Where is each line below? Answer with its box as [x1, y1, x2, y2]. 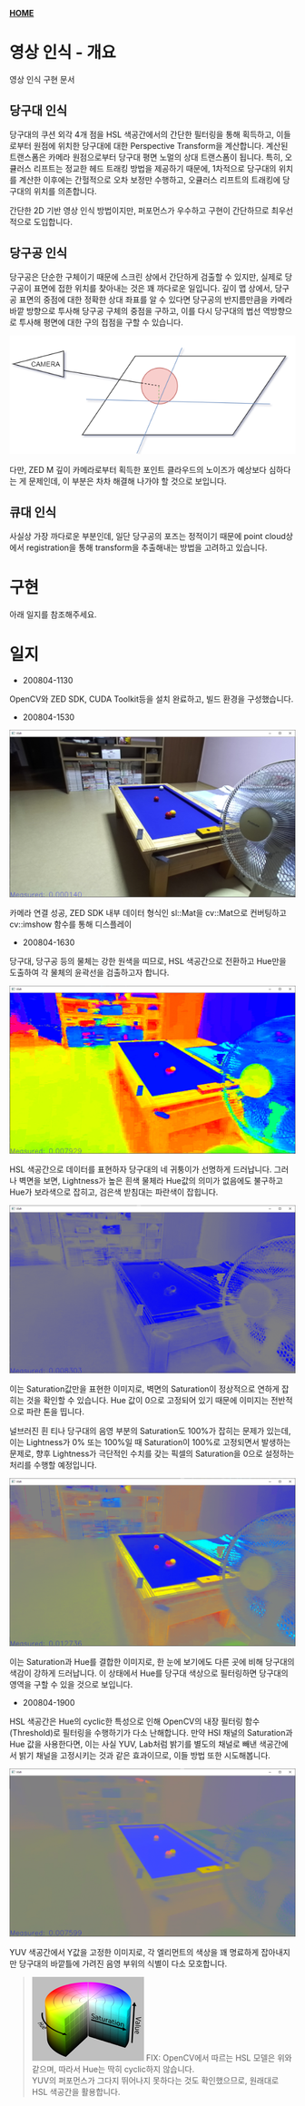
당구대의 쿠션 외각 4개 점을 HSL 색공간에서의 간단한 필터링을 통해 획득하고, [9, 129, 275, 140]
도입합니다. [33, 216, 74, 227]
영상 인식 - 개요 [9, 43, 116, 63]
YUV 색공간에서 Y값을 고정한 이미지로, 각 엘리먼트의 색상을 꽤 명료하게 [9, 1946, 260, 1957]
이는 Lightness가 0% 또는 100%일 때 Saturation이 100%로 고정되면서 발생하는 [9, 1437, 291, 1448]
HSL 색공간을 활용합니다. [31, 2086, 121, 2097]
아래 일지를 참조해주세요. [9, 608, 97, 620]
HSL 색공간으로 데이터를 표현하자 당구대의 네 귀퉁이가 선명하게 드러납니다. [9, 1164, 272, 1175]
